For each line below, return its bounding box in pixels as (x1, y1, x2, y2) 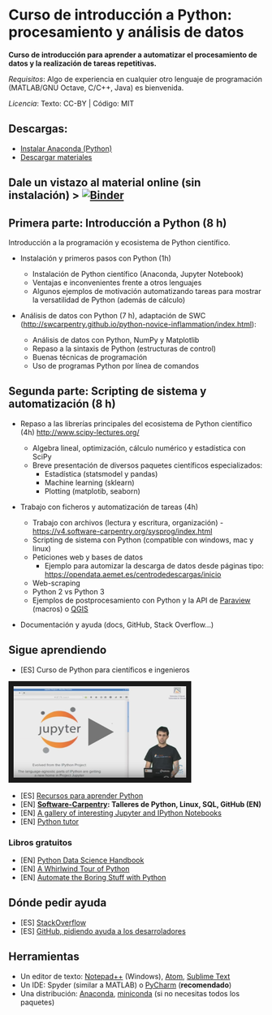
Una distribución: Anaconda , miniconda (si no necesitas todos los (19, 988, 240, 998)
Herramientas (8, 950, 80, 964)
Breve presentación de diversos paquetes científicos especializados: (32, 460, 263, 470)
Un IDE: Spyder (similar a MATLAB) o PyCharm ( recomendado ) (19, 980, 232, 990)
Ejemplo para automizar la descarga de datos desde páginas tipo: (44, 560, 264, 570)
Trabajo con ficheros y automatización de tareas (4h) (19, 502, 199, 512)
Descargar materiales (19, 152, 93, 162)
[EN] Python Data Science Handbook (19, 855, 145, 865)
